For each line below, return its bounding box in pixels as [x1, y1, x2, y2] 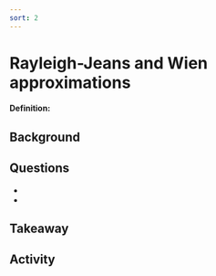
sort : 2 [9, 13, 39, 23]
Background [9, 129, 80, 144]
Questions [9, 161, 70, 176]
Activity [9, 252, 57, 268]
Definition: [9, 102, 51, 114]
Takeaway [9, 221, 69, 236]
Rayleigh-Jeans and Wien [9, 52, 208, 73]
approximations [9, 72, 131, 92]
